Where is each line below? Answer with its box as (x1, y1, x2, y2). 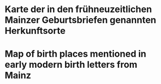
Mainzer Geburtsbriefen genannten (5, 14, 156, 26)
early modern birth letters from (5, 59, 137, 70)
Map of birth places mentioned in (5, 48, 147, 60)
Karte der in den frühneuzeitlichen (5, 4, 152, 15)
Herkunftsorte (5, 25, 66, 36)
